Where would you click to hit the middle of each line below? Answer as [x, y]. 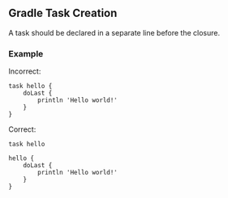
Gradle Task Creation [63, 13]
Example [26, 53]
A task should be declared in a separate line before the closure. [114, 32]
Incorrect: [25, 71]
